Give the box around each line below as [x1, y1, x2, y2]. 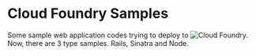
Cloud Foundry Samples [7, 5, 169, 23]
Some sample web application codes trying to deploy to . [7, 30, 249, 40]
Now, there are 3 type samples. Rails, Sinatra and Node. [7, 38, 189, 47]
